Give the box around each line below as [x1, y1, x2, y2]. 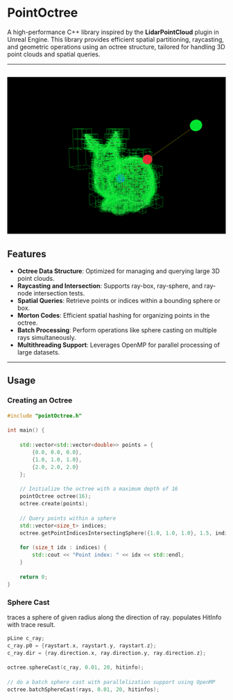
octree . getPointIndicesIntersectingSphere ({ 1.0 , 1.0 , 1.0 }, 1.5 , [19, 530, 213, 537]
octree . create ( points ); [19, 500, 89, 507]
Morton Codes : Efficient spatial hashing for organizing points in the [17, 311, 210, 319]
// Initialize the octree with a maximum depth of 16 [19, 485, 178, 493]
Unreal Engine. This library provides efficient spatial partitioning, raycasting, [7, 35, 224, 43]
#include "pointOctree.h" [7, 412, 82, 419]
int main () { [7, 427, 45, 434]
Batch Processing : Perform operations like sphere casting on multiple [17, 325, 217, 334]
